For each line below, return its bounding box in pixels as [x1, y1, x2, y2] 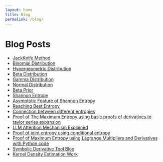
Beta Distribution [12, 71, 48, 77]
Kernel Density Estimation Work [12, 151, 78, 157]
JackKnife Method [12, 55, 51, 61]
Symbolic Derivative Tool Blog [12, 146, 75, 152]
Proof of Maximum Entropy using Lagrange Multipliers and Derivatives [12, 135, 158, 141]
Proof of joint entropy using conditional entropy [12, 130, 110, 136]
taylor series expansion [12, 119, 61, 125]
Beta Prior [12, 87, 34, 93]
